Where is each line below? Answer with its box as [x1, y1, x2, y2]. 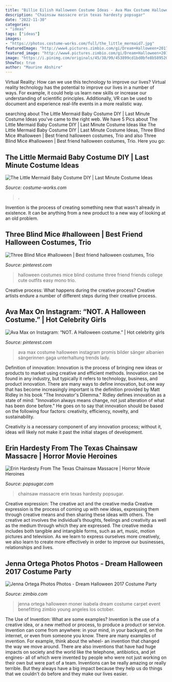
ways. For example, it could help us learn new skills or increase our [5, 90, 147, 96]
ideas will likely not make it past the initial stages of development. [5, 429, 143, 435]
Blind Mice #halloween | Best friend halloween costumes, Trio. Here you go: [5, 138, 165, 144]
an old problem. [5, 215, 38, 221]
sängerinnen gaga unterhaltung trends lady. [17, 354, 111, 361]
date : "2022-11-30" [5, 17, 47, 22]
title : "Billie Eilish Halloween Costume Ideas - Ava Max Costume [5, 7, 150, 13]
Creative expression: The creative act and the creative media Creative [5, 501, 153, 507]
